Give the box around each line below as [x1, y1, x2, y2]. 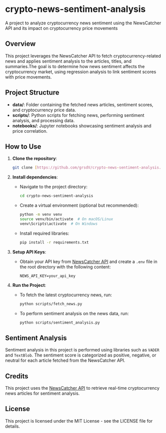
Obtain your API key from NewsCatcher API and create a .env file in [19, 259, 158, 264]
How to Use [5, 142, 42, 151]
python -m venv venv [19, 212, 62, 217]
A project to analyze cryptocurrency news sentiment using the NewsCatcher [5, 20, 162, 26]
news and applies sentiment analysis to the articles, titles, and [5, 58, 132, 64]
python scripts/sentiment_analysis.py [19, 320, 100, 325]
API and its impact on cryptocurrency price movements [5, 25, 118, 31]
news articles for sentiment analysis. [5, 390, 80, 396]
